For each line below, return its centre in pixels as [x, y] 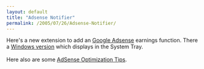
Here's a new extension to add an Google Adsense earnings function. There [102, 41]
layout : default [27, 12]
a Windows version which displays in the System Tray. [75, 47]
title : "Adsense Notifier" [41, 18]
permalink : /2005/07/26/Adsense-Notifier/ [61, 23]
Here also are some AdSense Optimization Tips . [67, 60]
